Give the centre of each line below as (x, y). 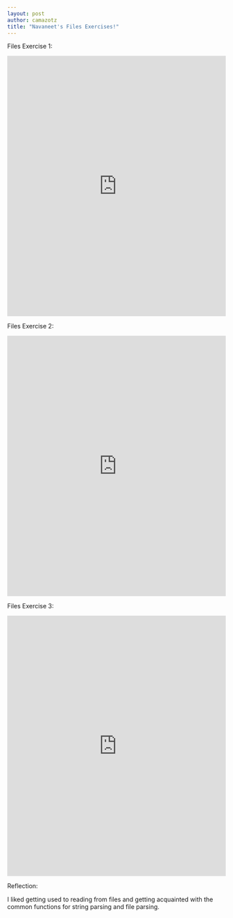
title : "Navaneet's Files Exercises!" (63, 26)
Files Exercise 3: (31, 606)
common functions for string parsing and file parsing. (83, 907)
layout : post (26, 14)
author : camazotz (32, 20)
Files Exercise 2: (31, 326)
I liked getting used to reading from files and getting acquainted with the (110, 899)
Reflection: (23, 886)
